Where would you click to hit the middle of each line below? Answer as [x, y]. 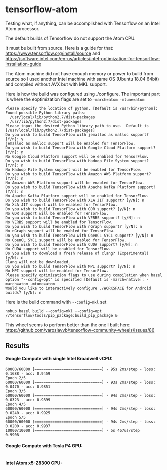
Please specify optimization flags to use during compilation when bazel [84, 275]
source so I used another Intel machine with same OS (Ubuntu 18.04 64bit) [82, 79]
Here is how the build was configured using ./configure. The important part [83, 94]
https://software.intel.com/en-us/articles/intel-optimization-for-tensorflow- [83, 58]
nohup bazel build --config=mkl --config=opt [53, 311]
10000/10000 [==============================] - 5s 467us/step [73, 430]
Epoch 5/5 [16, 417]
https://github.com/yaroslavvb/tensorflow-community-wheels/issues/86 [80, 330]
